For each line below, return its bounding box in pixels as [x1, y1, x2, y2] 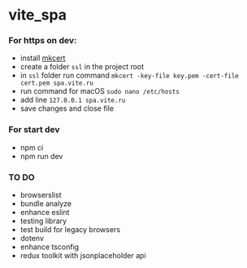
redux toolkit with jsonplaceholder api [19, 251, 146, 261]
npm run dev [19, 151, 63, 160]
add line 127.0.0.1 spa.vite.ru [19, 95, 126, 105]
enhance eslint [19, 208, 70, 217]
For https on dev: [8, 35, 77, 46]
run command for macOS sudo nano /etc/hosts [19, 86, 180, 96]
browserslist [19, 190, 62, 200]
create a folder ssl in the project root [19, 62, 145, 72]
